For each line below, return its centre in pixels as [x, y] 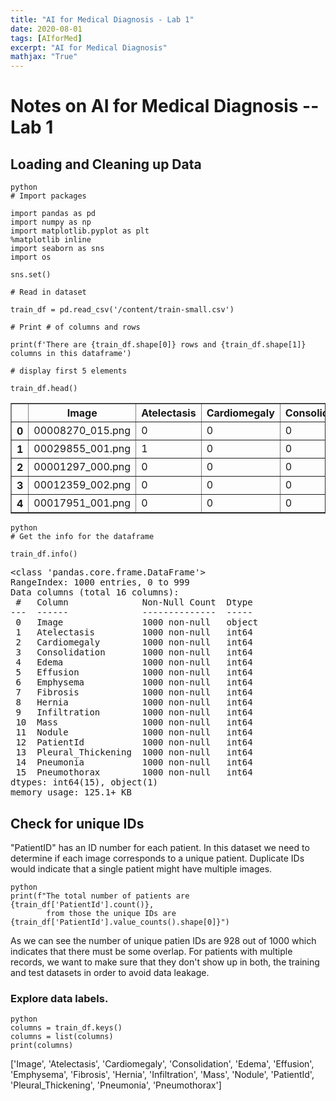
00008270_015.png [82, 431]
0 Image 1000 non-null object [137, 622]
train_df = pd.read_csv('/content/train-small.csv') [122, 310]
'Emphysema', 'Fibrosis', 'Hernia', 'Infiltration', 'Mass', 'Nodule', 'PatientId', [162, 1075]
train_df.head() [44, 389]
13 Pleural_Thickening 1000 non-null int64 [134, 752]
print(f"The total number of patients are [100, 896]
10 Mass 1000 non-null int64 [134, 722]
